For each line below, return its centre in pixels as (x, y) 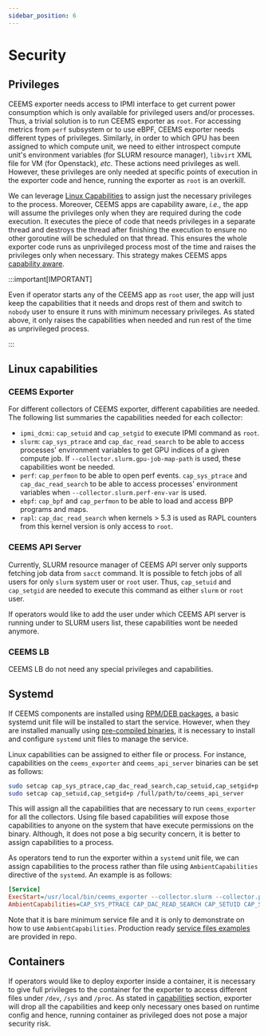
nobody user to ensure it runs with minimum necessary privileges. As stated (132, 312)
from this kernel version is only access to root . (97, 526)
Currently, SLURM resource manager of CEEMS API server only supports (128, 565)
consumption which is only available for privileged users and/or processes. (132, 112)
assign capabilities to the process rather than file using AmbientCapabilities (133, 867)
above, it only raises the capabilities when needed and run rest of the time (130, 320)
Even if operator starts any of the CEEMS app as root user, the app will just (132, 294)
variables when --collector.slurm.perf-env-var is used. (113, 493)
